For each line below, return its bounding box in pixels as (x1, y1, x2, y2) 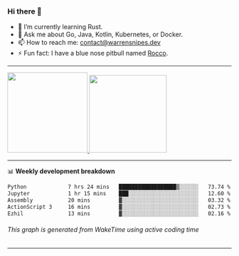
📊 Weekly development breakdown (7, 167, 115, 175)
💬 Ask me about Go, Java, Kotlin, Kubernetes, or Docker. (17, 30, 184, 39)
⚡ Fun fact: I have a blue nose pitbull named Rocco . (17, 49, 169, 58)
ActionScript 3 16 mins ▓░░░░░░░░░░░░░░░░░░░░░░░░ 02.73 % (7, 203, 231, 210)
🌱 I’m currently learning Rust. (17, 23, 103, 31)
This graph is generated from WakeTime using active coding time (7, 225, 199, 234)
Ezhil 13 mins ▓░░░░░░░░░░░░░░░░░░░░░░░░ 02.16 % (7, 210, 231, 217)
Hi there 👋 (7, 6, 43, 16)
